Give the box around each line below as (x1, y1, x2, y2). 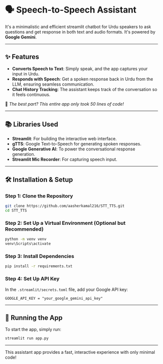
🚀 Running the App (5, 313, 63, 322)
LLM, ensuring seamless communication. (12, 81, 95, 87)
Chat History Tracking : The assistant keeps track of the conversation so (12, 86, 158, 92)
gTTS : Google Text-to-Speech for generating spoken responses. (12, 141, 142, 146)
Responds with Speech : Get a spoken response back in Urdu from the (12, 76, 153, 82)
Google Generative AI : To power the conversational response (12, 146, 135, 152)
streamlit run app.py (5, 336, 49, 341)
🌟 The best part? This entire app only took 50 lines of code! (5, 101, 124, 107)
